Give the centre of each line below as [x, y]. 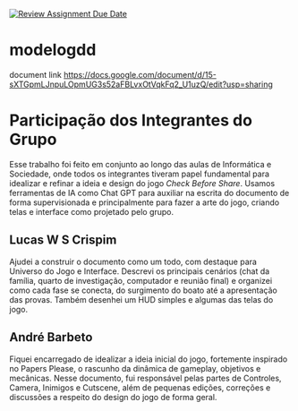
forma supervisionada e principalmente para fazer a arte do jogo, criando [145, 202]
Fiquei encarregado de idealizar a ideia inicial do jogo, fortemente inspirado [149, 359]
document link [36, 74]
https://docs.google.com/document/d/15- [140, 74]
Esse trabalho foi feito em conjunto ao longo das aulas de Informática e [140, 164]
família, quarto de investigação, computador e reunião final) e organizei [141, 280]
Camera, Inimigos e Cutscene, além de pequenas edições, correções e [140, 387]
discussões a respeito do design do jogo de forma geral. [113, 397]
